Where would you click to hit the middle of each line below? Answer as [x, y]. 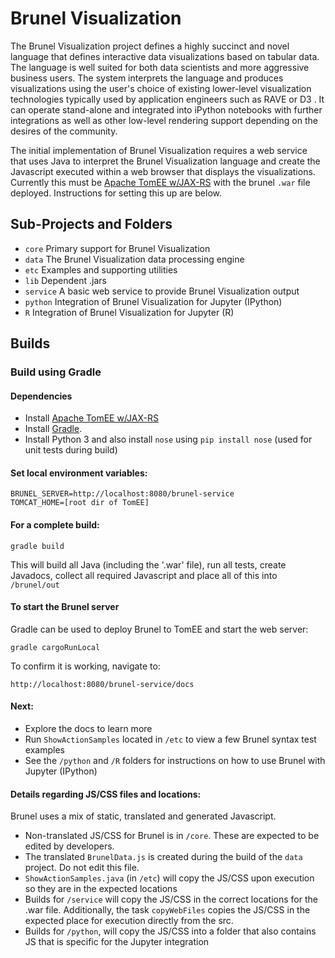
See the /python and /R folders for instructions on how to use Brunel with [175, 761]
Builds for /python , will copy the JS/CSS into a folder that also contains [170, 931]
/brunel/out [35, 585]
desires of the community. [64, 131]
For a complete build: [55, 525]
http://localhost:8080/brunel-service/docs [102, 684]
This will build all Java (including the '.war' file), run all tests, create [148, 564]
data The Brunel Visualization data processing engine [134, 259]
